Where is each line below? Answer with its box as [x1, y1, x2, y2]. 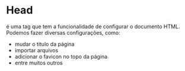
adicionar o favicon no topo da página [14, 53, 108, 60]
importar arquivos [14, 46, 59, 53]
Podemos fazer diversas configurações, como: [6, 29, 120, 36]
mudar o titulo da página [14, 40, 75, 48]
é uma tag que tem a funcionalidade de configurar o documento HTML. [6, 23, 180, 30]
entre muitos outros [14, 59, 63, 66]
